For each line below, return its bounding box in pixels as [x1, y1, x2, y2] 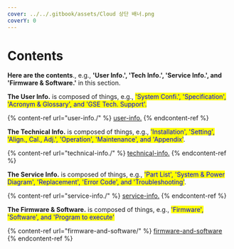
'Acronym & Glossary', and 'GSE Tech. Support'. [7, 100, 147, 109]
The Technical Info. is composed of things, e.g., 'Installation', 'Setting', [7, 127, 215, 136]
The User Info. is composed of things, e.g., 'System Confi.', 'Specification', [7, 92, 226, 101]
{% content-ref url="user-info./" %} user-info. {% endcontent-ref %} [7, 114, 209, 122]
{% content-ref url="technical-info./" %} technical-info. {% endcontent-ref [7, 149, 227, 157]
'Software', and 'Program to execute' [7, 213, 115, 221]
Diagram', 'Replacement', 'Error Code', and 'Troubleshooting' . [7, 178, 187, 186]
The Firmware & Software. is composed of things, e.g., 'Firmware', [7, 206, 204, 214]
